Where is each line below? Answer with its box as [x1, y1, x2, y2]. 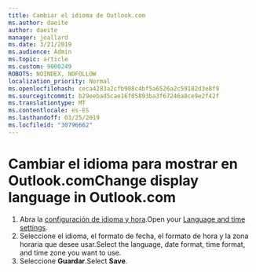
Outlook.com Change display [8, 171, 199, 189]
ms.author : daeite [8, 19, 68, 27]
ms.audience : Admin [8, 48, 72, 56]
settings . [19, 222, 49, 232]
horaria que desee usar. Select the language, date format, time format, [19, 239, 246, 248]
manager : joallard [8, 33, 68, 42]
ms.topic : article [8, 56, 68, 64]
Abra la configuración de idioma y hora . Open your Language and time [19, 214, 246, 224]
